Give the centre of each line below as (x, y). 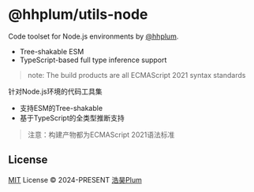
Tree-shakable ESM (52, 51)
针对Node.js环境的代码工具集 (55, 91)
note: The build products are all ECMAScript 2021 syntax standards (136, 75)
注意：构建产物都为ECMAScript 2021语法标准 (101, 135)
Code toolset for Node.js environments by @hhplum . (93, 36)
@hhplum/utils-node (78, 15)
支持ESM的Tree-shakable (61, 108)
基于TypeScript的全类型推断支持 (72, 118)
